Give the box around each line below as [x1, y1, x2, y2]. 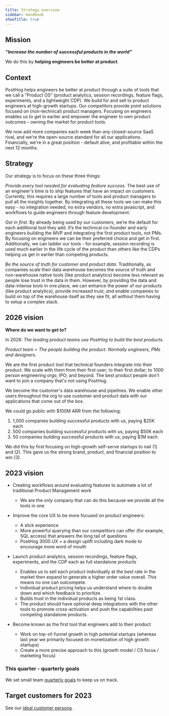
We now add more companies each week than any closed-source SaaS [5, 129, 154, 134]
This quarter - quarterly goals [5, 665, 80, 672]
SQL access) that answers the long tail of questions [20, 533, 128, 539]
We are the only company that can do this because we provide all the [20, 497, 164, 503]
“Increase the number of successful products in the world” [5, 49, 132, 55]
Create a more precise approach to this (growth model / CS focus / [20, 647, 159, 653]
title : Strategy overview [5, 7, 60, 13]
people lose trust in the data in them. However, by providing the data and [5, 277, 156, 283]
